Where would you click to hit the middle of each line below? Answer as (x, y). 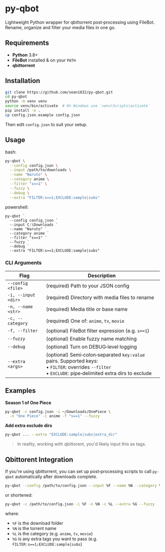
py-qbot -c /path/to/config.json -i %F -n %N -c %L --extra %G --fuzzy (80, 504)
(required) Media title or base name (87, 309)
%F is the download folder (38, 523)
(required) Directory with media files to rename (100, 297)
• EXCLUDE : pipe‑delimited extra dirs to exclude (99, 373)
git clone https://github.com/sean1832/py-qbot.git (59, 92)
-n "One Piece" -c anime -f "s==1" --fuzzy (55, 416)
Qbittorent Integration (39, 460)
